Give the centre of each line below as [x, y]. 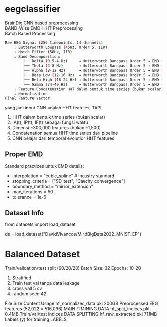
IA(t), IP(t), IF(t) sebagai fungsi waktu [50, 122]
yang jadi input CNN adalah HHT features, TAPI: [54, 108]
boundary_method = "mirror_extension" [53, 186]
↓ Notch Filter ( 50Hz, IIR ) [43, 52]
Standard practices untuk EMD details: [44, 166]
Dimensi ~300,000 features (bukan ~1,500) [56, 128]
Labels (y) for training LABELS [36, 319]
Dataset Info [25, 213]
